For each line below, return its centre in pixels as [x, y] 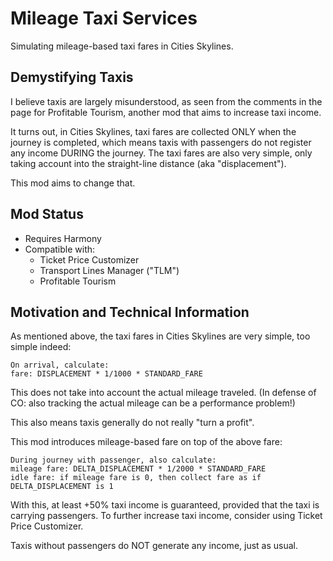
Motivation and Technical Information [130, 312]
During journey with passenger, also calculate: [113, 460]
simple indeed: [41, 347]
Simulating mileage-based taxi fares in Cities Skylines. [122, 46]
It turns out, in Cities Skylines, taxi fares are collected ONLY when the [153, 131]
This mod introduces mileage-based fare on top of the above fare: [146, 442]
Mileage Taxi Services [104, 18]
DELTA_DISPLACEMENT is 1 [62, 487]
